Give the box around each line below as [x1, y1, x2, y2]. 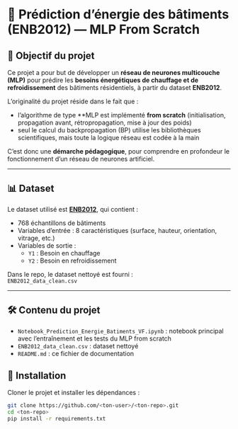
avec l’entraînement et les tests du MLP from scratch [17, 334, 172, 343]
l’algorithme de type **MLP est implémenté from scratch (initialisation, [17, 111, 226, 119]
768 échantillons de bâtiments [17, 219, 106, 227]
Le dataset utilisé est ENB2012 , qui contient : [7, 205, 138, 213]
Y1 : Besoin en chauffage [28, 248, 101, 257]
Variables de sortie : [17, 241, 76, 250]
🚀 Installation [7, 370, 67, 382]
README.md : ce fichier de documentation [17, 349, 135, 357]
